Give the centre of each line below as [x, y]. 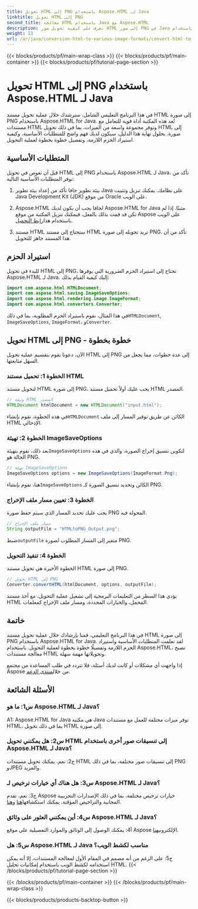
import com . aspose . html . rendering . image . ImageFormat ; [74, 299]
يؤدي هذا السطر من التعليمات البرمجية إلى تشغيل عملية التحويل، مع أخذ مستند [92, 596]
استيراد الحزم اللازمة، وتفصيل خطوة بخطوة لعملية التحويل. [71, 140]
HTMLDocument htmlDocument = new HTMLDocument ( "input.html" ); [84, 405]
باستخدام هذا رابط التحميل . [44, 220]
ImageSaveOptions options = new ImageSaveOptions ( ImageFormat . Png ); [92, 473]
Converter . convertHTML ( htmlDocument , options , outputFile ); [82, 585]
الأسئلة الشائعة [31, 690]
